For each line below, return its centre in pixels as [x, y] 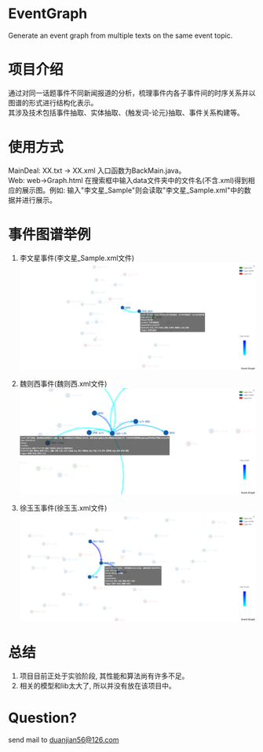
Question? [42, 718]
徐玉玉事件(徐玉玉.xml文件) [63, 508]
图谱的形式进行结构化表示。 [53, 102]
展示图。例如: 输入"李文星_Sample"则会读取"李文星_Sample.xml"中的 [133, 190]
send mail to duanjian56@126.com [64, 739]
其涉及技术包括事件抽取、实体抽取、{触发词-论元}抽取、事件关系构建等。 [124, 112]
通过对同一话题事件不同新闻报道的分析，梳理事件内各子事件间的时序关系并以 [132, 93]
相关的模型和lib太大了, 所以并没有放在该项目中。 [98, 685]
